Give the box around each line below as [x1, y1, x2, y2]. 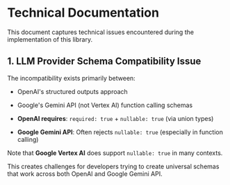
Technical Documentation [7, 5, 160, 21]
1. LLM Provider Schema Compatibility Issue [7, 56, 202, 67]
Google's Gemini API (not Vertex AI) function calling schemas [17, 101, 193, 109]
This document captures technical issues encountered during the [7, 28, 195, 36]
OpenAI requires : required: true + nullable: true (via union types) [17, 114, 214, 122]
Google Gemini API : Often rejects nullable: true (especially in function [17, 127, 224, 136]
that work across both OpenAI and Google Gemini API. [7, 169, 163, 178]
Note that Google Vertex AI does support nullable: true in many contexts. [7, 148, 223, 157]
